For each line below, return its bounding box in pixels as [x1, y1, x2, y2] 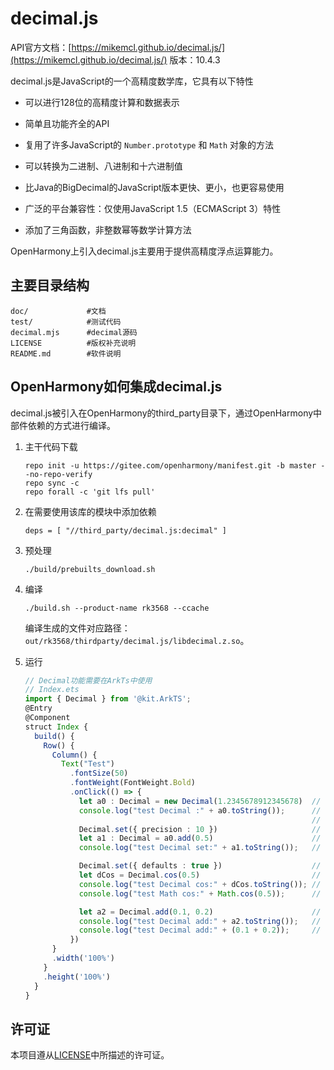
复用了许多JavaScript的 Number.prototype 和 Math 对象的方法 [24, 138, 274, 151]
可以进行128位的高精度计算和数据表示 [24, 96, 180, 108]
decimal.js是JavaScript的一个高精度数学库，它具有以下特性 [10, 75, 254, 87]
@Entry [24, 703, 53, 714]
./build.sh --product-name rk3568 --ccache [24, 603, 210, 613]
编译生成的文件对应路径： [24, 622, 131, 634]
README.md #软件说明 [10, 348, 122, 359]
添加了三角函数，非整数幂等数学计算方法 [24, 223, 192, 236]
